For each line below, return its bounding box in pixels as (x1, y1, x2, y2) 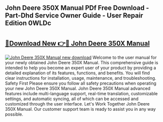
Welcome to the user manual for (92, 54, 157, 60)
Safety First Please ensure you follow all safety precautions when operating (5, 80, 157, 86)
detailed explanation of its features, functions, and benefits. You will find (5, 70, 150, 76)
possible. (5, 111, 23, 117)
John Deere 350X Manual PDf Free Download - (5, 4, 149, 12)
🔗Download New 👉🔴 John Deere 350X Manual (5, 39, 150, 48)
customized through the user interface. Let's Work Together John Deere (5, 101, 150, 106)
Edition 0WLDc (5, 19, 52, 27)
